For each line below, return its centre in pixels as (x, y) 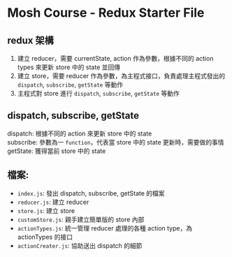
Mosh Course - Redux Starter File (106, 13)
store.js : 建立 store (46, 210)
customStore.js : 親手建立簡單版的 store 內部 (81, 219)
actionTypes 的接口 (45, 237)
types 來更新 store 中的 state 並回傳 (69, 67)
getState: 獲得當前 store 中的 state (57, 151)
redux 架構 (31, 40)
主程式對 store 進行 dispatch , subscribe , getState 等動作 (98, 93)
